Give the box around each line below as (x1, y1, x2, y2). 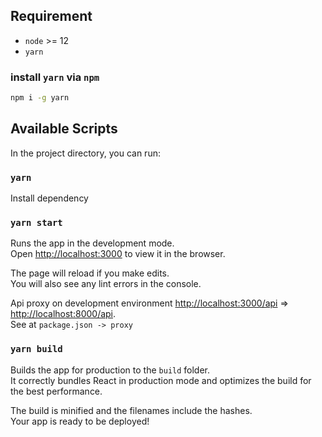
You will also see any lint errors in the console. (10, 278, 202, 290)
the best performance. (10, 385, 103, 397)
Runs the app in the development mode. (10, 237, 175, 249)
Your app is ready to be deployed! (10, 415, 150, 427)
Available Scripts (10, 120, 118, 138)
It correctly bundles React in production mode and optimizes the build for (10, 374, 312, 386)
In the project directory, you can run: (10, 147, 161, 159)
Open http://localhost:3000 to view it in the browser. (10, 248, 226, 260)
